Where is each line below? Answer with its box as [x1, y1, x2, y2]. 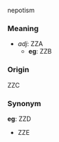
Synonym [7, 98, 41, 108]
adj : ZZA [17, 40, 43, 48]
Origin [7, 65, 30, 75]
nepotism [7, 6, 36, 14]
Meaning [7, 23, 39, 33]
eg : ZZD [7, 114, 31, 123]
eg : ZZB [28, 47, 52, 56]
